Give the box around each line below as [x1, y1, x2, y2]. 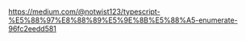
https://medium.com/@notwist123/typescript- [8, 7, 161, 16]
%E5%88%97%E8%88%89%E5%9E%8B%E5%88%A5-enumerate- [8, 15, 238, 25]
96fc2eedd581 [8, 24, 56, 33]
